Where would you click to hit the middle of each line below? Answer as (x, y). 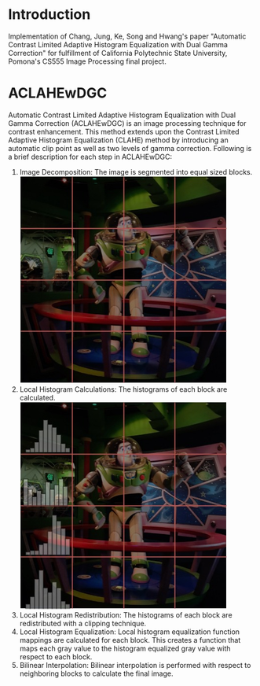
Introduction (49, 15)
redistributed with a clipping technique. (83, 623)
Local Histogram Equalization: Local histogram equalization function (130, 632)
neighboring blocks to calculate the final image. (96, 673)
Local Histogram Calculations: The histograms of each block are (123, 389)
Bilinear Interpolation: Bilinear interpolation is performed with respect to (135, 665)
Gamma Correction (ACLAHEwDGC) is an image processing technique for (127, 123)
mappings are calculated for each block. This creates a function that (130, 640)
